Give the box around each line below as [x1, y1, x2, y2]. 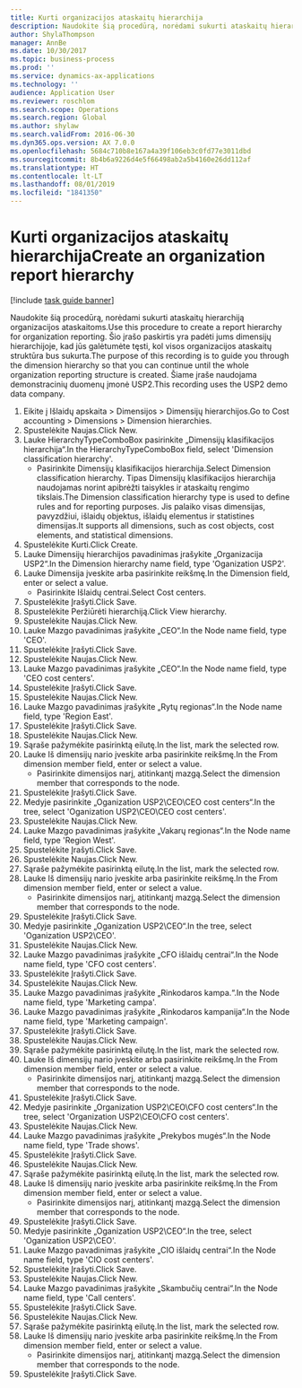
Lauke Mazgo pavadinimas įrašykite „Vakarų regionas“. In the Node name [22, 825, 290, 835]
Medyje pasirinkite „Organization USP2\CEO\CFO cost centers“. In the [22, 1101, 279, 1113]
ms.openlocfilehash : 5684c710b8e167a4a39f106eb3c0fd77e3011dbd [10, 146, 252, 155]
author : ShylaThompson [10, 30, 95, 39]
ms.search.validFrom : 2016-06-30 [10, 130, 135, 139]
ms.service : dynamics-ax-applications [10, 72, 155, 81]
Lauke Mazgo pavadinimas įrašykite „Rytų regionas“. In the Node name [22, 701, 283, 711]
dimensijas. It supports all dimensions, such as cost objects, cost [36, 519, 274, 530]
